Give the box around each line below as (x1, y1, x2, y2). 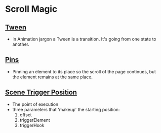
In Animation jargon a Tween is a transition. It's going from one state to (12, 36, 157, 42)
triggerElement (19, 117, 50, 123)
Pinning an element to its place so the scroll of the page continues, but (12, 68, 156, 74)
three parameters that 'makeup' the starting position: (12, 106, 120, 112)
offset (19, 112, 32, 118)
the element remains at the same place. (12, 74, 93, 80)
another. (12, 41, 30, 47)
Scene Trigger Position (5, 88, 78, 97)
